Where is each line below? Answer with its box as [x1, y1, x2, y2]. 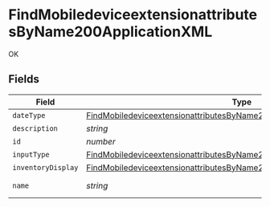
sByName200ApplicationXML [8, 22, 213, 41]
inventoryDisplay [12, 163, 79, 172]
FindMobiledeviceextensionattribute [8, 6, 258, 24]
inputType [12, 150, 50, 159]
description [12, 124, 59, 133]
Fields [8, 72, 40, 86]
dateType [12, 111, 46, 120]
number [85, 136, 116, 147]
